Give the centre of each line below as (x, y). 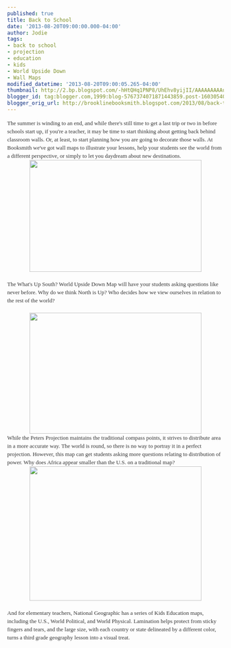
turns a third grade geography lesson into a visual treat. (69, 637)
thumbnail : (23, 90)
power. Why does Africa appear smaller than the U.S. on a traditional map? (91, 462)
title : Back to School (40, 20)
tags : (15, 39)
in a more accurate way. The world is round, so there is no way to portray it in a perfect (104, 446)
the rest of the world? (31, 300)
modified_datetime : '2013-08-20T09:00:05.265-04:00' (84, 84)
